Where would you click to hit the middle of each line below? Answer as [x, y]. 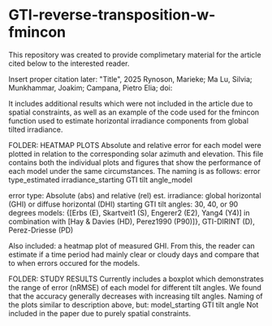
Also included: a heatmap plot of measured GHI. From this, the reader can [132, 246]
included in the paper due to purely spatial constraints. [100, 313]
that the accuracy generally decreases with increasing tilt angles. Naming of [136, 296]
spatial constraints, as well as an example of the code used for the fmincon [134, 112]
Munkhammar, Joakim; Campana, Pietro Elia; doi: [91, 88]
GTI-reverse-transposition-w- [112, 15]
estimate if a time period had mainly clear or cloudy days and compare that [134, 254]
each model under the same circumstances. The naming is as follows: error [134, 171]
